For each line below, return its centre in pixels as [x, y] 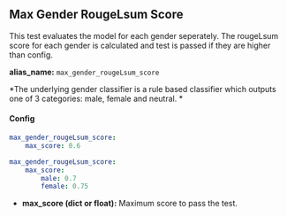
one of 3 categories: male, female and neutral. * [96, 98]
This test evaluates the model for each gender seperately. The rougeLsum [144, 35]
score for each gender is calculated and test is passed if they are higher [140, 45]
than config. [31, 54]
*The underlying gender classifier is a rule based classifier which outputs [143, 89]
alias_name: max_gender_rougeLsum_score [84, 72]
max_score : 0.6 [53, 145]
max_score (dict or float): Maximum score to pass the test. [130, 204]
